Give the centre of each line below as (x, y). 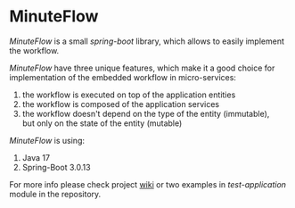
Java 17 (36, 157)
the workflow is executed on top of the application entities (129, 95)
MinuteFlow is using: (47, 140)
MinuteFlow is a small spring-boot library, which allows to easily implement (147, 41)
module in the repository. (55, 194)
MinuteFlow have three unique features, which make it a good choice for (142, 68)
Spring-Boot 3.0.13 (56, 167)
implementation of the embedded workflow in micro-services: (123, 77)
